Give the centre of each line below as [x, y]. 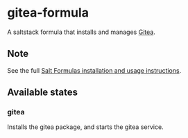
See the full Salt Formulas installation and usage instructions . [94, 70]
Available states [43, 93]
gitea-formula [48, 13]
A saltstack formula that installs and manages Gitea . [82, 32]
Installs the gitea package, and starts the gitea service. [86, 127]
